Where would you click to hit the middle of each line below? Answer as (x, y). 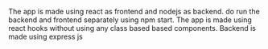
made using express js (45, 36)
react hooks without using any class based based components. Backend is (132, 28)
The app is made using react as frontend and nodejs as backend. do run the (134, 11)
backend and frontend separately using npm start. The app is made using (130, 20)
